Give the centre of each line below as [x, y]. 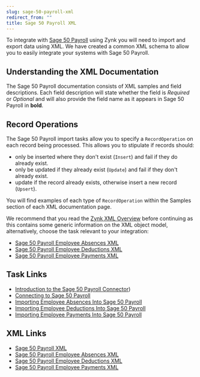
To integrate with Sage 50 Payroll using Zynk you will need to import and [96, 40]
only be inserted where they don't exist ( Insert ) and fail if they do [96, 157]
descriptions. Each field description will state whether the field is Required [98, 93]
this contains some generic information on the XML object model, [87, 225]
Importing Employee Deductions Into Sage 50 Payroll [80, 308]
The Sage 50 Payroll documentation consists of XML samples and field [94, 86]
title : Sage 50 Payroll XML [41, 23]
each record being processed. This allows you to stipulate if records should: [100, 145]
